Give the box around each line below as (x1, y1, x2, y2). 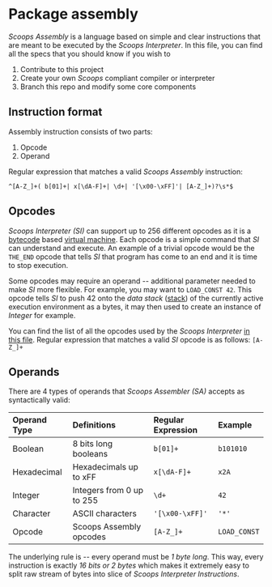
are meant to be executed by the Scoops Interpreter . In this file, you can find (8, 40, 263, 49)
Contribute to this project (19, 64, 104, 74)
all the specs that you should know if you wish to (8, 49, 172, 58)
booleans (72, 449, 108, 460)
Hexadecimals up (72, 462, 139, 473)
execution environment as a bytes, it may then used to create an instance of (8, 301, 261, 312)
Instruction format (8, 105, 103, 119)
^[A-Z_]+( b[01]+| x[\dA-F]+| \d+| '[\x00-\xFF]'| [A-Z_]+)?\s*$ (8, 182, 233, 190)
